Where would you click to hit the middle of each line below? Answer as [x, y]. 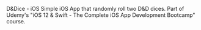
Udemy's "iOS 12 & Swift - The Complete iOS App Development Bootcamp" [101, 15]
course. [16, 21]
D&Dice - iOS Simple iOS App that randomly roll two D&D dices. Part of [95, 9]
